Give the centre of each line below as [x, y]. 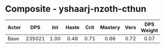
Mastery [110, 27]
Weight [149, 30]
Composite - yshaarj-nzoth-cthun [76, 9]
